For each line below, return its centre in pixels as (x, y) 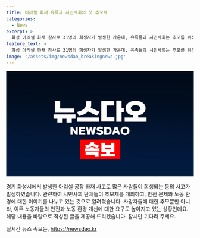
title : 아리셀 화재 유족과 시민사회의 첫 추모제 (57, 12)
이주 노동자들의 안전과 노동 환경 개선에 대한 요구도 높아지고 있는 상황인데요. (101, 209)
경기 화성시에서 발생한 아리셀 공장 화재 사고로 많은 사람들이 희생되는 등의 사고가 (98, 187)
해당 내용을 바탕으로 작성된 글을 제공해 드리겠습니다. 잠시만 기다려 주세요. (91, 217)
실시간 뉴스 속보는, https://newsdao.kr (51, 229)
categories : (21, 19)
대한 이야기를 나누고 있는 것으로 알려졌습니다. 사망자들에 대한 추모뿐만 (98, 202)
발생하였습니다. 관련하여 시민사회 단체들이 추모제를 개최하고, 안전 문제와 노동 (95, 194)
